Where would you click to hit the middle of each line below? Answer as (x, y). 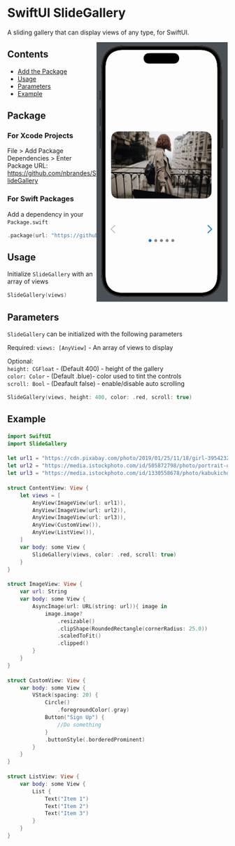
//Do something (79, 725)
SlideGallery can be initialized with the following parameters (95, 334)
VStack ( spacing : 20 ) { (65, 695)
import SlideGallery (37, 443)
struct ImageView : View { (45, 584)
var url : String (44, 592)
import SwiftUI (29, 436)
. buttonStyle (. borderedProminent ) (95, 739)
